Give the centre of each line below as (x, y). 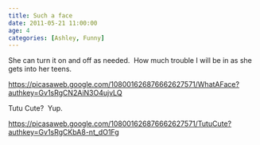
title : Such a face (41, 16)
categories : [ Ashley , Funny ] (56, 38)
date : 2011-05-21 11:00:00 (53, 23)
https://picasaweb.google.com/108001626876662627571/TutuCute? (120, 123)
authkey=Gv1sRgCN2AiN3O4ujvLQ (65, 93)
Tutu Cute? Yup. (36, 108)
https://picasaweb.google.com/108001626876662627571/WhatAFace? (124, 84)
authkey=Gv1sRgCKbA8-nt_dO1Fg (64, 132)
